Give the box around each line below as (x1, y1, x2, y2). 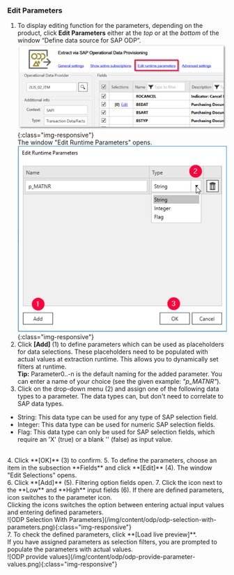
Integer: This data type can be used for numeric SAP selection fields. (17, 421, 216, 429)
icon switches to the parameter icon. (7, 493, 113, 502)
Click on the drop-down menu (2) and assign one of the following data (17, 384, 219, 393)
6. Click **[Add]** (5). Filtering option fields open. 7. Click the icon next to (7, 479, 223, 487)
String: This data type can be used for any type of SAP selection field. (17, 413, 218, 421)
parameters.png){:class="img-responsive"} (7, 523, 132, 532)
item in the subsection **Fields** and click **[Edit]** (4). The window (7, 463, 212, 472)
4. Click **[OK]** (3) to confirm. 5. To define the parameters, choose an (7, 456, 217, 465)
